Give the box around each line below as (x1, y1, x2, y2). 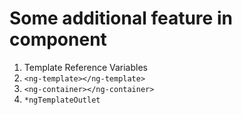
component (9, 28, 107, 51)
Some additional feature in (9, 7, 233, 30)
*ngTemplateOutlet (23, 95, 101, 105)
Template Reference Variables (23, 61, 148, 73)
